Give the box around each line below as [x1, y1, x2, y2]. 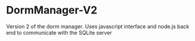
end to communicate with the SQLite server [6, 29, 113, 36]
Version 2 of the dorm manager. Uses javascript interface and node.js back [6, 23, 190, 30]
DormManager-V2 [6, 4, 98, 17]
